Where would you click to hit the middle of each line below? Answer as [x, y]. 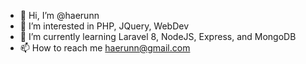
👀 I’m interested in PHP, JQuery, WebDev [104, 26]
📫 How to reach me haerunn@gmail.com [105, 48]
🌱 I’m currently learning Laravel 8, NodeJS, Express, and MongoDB [158, 36]
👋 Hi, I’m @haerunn [59, 15]
